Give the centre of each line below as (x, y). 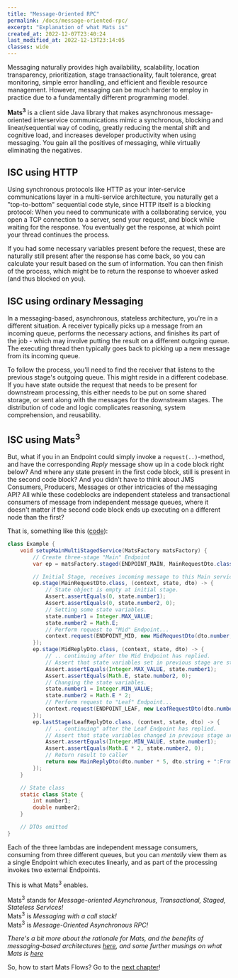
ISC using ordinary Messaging (75, 301)
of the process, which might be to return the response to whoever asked (113, 272)
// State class (42, 788)
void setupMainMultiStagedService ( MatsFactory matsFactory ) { (114, 550)
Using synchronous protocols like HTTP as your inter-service (96, 190)
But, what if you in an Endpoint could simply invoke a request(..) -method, (116, 457)
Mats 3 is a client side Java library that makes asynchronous (95, 112)
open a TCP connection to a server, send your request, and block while (111, 220)
